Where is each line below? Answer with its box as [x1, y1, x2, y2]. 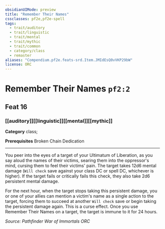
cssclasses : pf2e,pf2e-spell [5, 16, 65, 21]
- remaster [9, 53, 32, 58]
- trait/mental [9, 35, 41, 40]
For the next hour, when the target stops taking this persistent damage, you [5, 188, 158, 194]
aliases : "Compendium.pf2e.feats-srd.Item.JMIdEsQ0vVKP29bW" [5, 57, 133, 62]
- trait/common [9, 44, 41, 49]
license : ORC [5, 62, 32, 67]
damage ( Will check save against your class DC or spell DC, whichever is [5, 168, 154, 173]
